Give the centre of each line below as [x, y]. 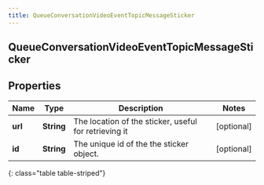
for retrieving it [101, 131]
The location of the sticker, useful [136, 121]
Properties [35, 86]
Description [141, 108]
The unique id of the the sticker [131, 143]
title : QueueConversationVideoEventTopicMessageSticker [101, 15]
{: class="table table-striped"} [57, 172]
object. [86, 154]
